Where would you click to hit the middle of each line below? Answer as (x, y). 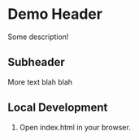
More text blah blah (40, 81)
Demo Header (55, 14)
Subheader (37, 62)
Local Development (58, 108)
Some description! (38, 37)
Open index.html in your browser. (75, 127)
